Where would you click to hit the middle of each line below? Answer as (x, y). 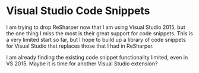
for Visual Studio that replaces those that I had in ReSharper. (80, 46)
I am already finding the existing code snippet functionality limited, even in (97, 57)
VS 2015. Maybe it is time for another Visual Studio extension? (82, 64)
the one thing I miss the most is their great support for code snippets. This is (99, 33)
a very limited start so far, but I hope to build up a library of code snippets (96, 39)
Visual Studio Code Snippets (78, 11)
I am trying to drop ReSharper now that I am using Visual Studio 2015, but (96, 27)
